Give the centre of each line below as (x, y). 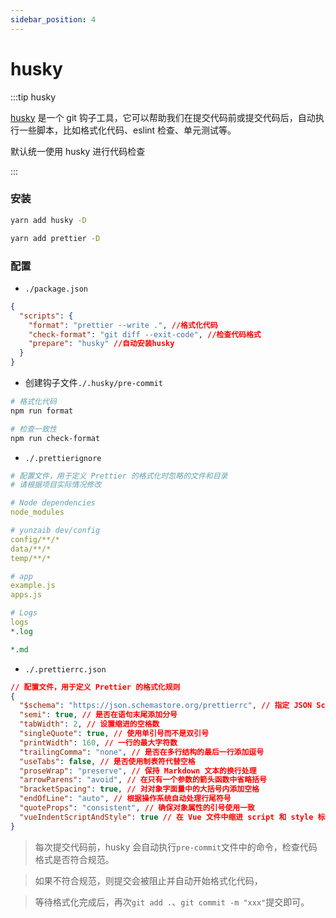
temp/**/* (31, 558)
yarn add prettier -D (55, 238)
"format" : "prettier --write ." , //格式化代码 (123, 325)
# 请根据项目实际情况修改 (56, 485)
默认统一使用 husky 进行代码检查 (78, 151)
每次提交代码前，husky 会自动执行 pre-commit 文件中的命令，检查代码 (176, 847)
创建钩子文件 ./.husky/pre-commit (93, 383)
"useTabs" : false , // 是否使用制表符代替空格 (107, 761)
